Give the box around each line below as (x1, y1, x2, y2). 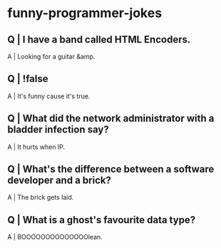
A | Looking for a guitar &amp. (7, 52, 96, 61)
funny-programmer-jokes (7, 5, 163, 21)
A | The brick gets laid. (7, 193, 74, 202)
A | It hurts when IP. (7, 143, 66, 151)
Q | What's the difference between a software (7, 163, 215, 175)
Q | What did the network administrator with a (7, 113, 215, 125)
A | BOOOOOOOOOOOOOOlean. (7, 233, 103, 242)
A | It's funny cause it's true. (7, 91, 91, 100)
